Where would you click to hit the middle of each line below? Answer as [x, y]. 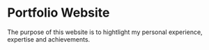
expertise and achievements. [49, 39]
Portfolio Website [59, 13]
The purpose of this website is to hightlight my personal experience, [105, 32]
